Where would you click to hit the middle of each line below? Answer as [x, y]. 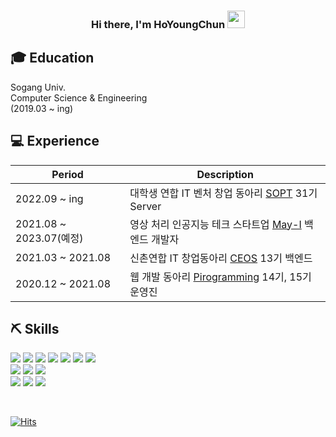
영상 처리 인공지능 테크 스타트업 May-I [215, 224]
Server [145, 206]
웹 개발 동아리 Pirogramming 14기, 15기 [220, 277]
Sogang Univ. [38, 87]
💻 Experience [55, 141]
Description [225, 174]
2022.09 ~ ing [49, 198]
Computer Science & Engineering [79, 97]
